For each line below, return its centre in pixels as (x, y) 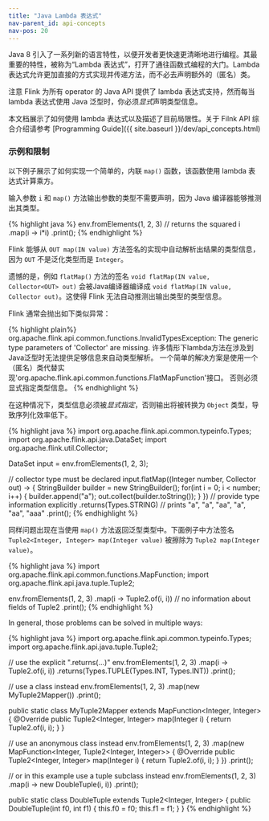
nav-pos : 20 (28, 31)
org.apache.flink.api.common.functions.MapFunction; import (109, 574)
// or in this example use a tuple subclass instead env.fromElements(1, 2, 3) (132, 775)
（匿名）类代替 (33, 367)
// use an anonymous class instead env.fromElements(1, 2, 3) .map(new (126, 743)
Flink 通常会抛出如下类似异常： (59, 313)
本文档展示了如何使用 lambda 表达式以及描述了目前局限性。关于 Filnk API (129, 119)
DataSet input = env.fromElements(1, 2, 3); (78, 464)
